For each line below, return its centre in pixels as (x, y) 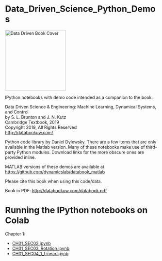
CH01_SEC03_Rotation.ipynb (41, 248)
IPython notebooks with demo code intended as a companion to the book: (79, 97)
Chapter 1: (15, 234)
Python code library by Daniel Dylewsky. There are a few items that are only (81, 142)
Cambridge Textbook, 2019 (32, 122)
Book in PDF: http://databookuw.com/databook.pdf (56, 190)
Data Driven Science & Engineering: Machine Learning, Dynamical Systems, (81, 107)
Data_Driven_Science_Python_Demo (81, 9)
